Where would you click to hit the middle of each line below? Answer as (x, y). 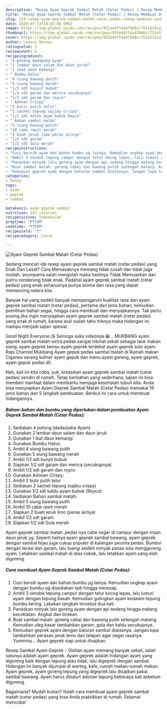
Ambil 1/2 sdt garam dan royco (44, 470)
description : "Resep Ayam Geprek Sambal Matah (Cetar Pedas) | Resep (79, 10)
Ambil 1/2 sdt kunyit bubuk (40, 459)
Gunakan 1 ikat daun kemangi (43, 438)
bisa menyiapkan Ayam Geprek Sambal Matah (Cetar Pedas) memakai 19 (80, 388)
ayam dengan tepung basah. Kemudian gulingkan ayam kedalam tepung (86, 598)
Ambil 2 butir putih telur (37, 480)
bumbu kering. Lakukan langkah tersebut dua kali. (64, 604)
